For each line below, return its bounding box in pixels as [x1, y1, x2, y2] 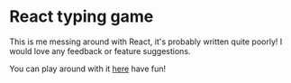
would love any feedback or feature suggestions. [9, 45, 191, 56]
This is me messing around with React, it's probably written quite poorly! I [9, 36, 283, 47]
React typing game [9, 6, 154, 27]
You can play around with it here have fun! [9, 63, 167, 74]
